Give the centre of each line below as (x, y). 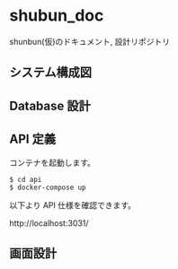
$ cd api (26, 179)
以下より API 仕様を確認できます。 (73, 205)
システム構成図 (51, 73)
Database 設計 (50, 105)
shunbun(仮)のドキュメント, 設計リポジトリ (90, 41)
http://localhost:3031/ (49, 223)
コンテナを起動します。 (53, 162)
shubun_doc (57, 16)
